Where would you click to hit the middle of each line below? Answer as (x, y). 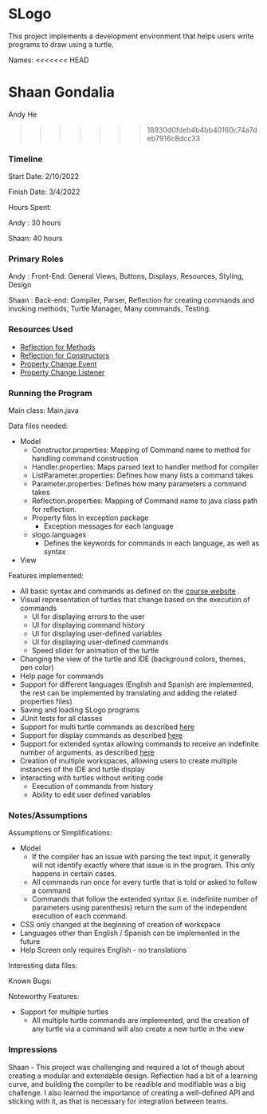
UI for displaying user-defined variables (97, 634)
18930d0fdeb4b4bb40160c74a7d (202, 129)
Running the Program (51, 393)
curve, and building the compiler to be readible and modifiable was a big (127, 1084)
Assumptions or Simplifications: (60, 833)
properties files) (46, 702)
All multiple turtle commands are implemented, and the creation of (140, 1021)
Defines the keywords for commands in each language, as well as (151, 543)
